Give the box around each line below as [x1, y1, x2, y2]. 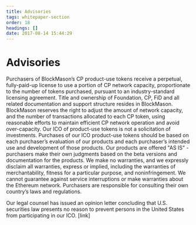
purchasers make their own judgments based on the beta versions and [6, 151, 178, 158]
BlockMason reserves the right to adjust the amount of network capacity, [6, 107, 184, 114]
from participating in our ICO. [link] [6, 212, 91, 219]
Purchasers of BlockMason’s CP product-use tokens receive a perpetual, [6, 75, 182, 82]
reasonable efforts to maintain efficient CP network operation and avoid [6, 119, 180, 127]
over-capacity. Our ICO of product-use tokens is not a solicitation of [6, 125, 171, 133]
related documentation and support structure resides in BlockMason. [6, 101, 173, 108]
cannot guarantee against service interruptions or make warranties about [6, 176, 184, 183]
